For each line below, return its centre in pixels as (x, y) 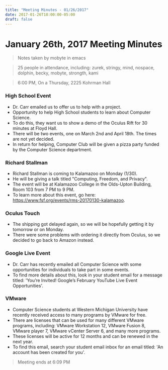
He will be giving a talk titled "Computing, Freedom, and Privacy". (80, 178)
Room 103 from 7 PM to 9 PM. (43, 190)
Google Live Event (28, 253)
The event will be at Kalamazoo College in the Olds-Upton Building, (82, 184)
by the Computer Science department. (52, 149)
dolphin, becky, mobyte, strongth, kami (58, 73)
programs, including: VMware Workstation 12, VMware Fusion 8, (79, 325)
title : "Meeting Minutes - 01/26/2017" (47, 10)
